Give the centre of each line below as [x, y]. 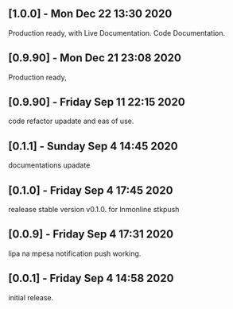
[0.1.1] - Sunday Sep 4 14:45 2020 [93, 146]
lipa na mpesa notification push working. [75, 253]
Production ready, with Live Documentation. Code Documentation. [117, 33]
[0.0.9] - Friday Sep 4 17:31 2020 [91, 234]
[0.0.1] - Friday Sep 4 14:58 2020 [91, 278]
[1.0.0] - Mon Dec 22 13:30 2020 [90, 14]
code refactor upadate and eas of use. [71, 121]
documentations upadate [49, 165]
